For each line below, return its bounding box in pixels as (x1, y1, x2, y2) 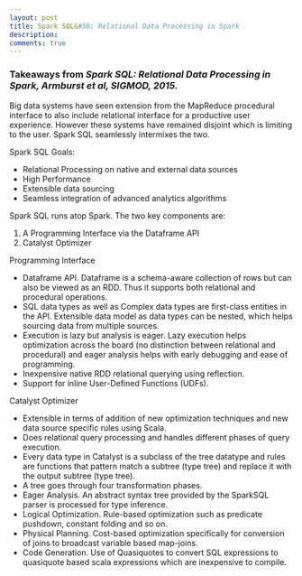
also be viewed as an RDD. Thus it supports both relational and (22, 282, 256, 293)
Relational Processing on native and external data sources (22, 163, 239, 174)
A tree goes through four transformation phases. (22, 479, 203, 490)
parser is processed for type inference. (22, 498, 169, 510)
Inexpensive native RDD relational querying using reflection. (22, 367, 245, 379)
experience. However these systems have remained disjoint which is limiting (9, 119, 293, 130)
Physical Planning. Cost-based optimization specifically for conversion (22, 527, 285, 538)
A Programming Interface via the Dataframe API (22, 228, 200, 238)
